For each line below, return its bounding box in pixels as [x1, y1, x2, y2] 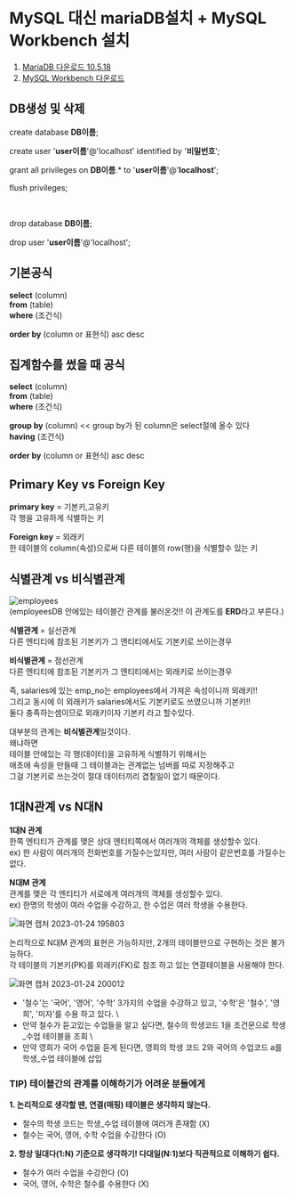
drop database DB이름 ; [9, 217, 92, 228]
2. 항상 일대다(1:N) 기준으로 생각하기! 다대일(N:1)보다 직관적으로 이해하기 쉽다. [9, 1148, 280, 1159]
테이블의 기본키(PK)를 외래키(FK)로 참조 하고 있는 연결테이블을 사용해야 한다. [18, 959, 285, 970]
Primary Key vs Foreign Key [9, 477, 166, 492]
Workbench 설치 [9, 30, 131, 51]
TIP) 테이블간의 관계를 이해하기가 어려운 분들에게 [9, 1077, 206, 1089]
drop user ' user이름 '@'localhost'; [9, 237, 132, 248]
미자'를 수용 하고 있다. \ [37, 1008, 119, 1019]
